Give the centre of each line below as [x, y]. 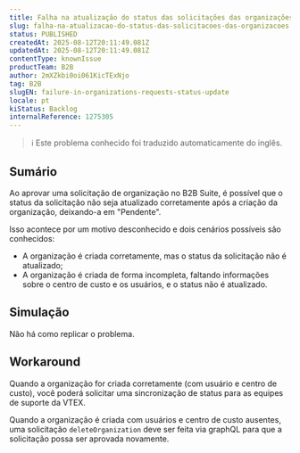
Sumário [33, 172]
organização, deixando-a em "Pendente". [85, 211]
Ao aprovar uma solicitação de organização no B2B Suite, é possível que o [146, 193]
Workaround [45, 362]
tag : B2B [25, 84]
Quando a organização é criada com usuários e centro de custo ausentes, [145, 419]
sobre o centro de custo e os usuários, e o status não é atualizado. [145, 284]
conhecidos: [32, 238]
